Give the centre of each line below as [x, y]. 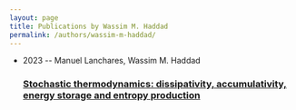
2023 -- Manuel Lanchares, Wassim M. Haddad [112, 61]
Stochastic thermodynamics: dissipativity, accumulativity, [155, 85]
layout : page [34, 18]
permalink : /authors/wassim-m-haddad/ [83, 35]
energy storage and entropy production [111, 95]
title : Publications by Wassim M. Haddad [89, 26]
